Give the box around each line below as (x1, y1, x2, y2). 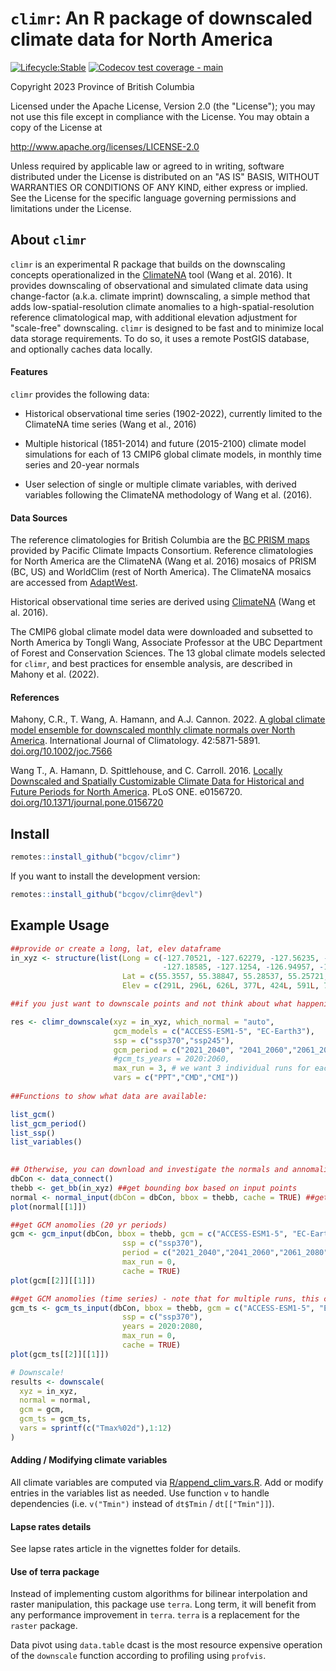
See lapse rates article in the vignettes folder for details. (10, 1543, 242, 1555)
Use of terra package (10, 1565, 100, 1577)
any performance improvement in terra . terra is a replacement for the (10, 1609, 300, 1621)
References (10, 691, 60, 703)
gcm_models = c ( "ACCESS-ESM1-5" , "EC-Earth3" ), (113, 1026, 315, 1036)
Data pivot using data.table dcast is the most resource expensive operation (10, 1639, 323, 1651)
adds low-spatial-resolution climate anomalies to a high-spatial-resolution (10, 300, 315, 312)
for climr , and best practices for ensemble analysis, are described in (10, 658, 293, 670)
